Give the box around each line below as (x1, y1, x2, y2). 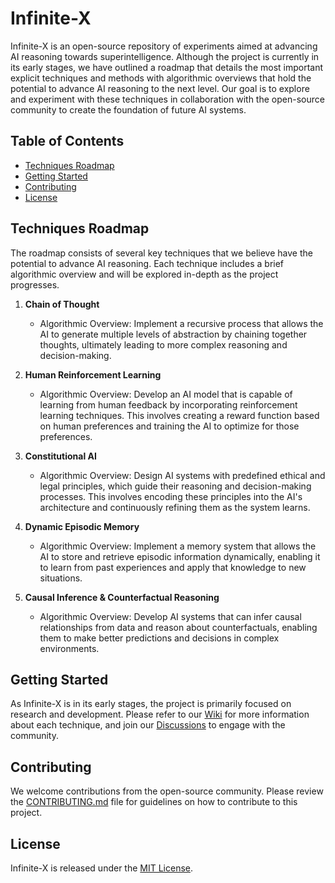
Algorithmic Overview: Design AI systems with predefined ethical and (39, 469, 326, 481)
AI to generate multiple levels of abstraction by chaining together (39, 328, 308, 340)
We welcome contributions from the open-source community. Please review (10, 785, 324, 797)
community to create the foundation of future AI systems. (10, 103, 247, 116)
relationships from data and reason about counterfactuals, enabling (39, 621, 318, 633)
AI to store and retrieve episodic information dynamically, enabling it (39, 550, 321, 562)
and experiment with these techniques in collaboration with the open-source (10, 93, 325, 105)
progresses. (10, 278, 60, 291)
